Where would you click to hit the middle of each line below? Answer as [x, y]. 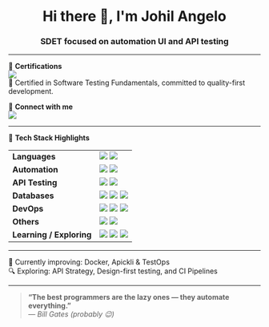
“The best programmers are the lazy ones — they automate [128, 297]
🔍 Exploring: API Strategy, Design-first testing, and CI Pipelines [113, 271]
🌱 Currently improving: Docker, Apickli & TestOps [89, 262]
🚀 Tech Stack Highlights [49, 138]
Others [26, 222]
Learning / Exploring [52, 235]
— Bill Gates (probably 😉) [71, 314]
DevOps [28, 209]
